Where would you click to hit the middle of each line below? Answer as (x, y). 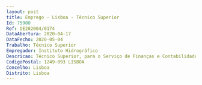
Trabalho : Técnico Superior (41, 45)
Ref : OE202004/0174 (31, 28)
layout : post (23, 12)
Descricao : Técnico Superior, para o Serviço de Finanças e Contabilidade (102, 56)
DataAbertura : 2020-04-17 (38, 34)
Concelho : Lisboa (28, 67)
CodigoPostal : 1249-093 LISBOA (45, 62)
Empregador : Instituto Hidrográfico (52, 51)
